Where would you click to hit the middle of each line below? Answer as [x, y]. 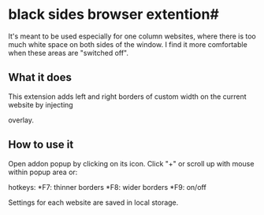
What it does [40, 77]
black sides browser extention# [113, 15]
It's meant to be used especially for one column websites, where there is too [132, 36]
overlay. [21, 120]
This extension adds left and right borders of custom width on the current [127, 97]
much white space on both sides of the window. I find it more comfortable [128, 44]
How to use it [41, 145]
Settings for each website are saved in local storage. [93, 202]
